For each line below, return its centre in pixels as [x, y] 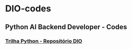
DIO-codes [28, 9]
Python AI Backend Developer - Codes [66, 27]
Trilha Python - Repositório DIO [44, 41]
